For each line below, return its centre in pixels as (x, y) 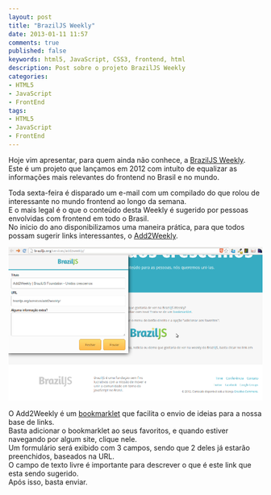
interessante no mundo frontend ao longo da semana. (98, 201)
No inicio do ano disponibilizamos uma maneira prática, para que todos (127, 227)
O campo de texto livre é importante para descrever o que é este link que (130, 464)
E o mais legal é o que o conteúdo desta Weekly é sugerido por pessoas (128, 210)
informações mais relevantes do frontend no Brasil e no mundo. (114, 177)
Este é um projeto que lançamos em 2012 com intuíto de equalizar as (123, 168)
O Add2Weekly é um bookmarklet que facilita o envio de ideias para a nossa (135, 413)
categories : (28, 77)
